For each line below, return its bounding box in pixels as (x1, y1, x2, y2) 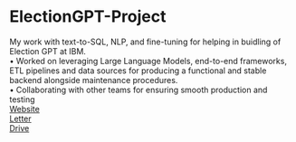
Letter (9, 113, 32, 124)
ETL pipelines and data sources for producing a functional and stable (9, 65, 267, 76)
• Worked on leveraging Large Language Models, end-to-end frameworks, (9, 55, 288, 66)
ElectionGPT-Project (9, 6, 167, 27)
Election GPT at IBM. (9, 45, 86, 56)
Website (9, 103, 41, 114)
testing (9, 93, 35, 105)
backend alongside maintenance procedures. (9, 74, 178, 85)
